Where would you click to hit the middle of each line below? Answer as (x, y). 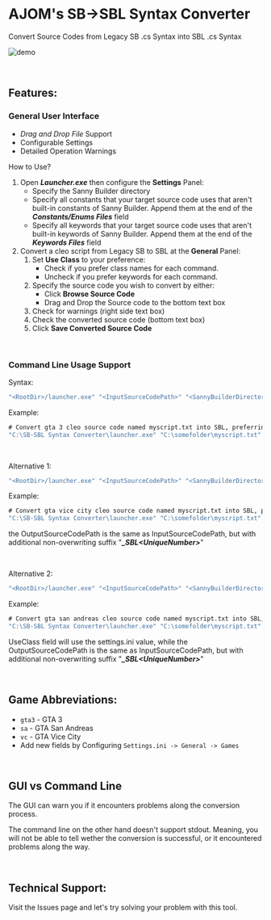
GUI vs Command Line (65, 786)
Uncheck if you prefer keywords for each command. (131, 276)
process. (23, 814)
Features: (33, 93)
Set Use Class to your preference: (89, 259)
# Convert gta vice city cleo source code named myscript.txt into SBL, (133, 511)
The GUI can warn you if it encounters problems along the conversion (124, 805)
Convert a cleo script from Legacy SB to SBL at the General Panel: (130, 250)
